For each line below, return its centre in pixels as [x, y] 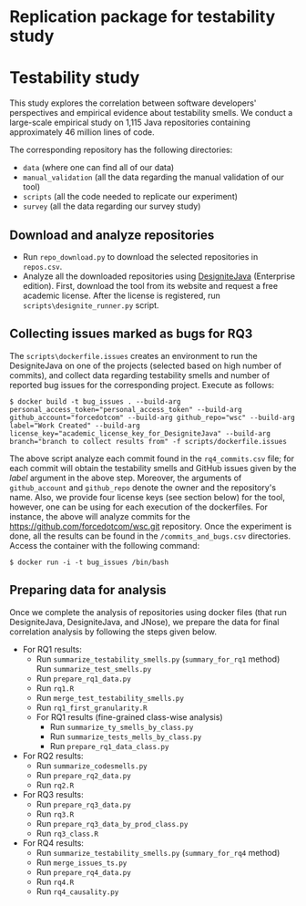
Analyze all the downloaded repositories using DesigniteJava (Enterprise [159, 276]
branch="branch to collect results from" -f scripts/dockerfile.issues [148, 441]
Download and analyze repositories [112, 235]
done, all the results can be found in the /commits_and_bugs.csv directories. [150, 536]
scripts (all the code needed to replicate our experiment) [130, 197]
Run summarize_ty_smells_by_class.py [122, 726]
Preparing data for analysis [88, 590]
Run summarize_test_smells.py [94, 668]
